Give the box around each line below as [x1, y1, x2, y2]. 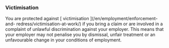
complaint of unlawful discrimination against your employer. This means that [5, 26, 164, 32]
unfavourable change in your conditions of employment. [5, 37, 122, 43]
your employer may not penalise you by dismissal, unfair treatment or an [5, 32, 155, 38]
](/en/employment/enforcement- [90, 16, 158, 22]
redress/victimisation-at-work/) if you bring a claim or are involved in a [16, 21, 163, 27]
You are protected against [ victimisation [5, 16, 89, 22]
